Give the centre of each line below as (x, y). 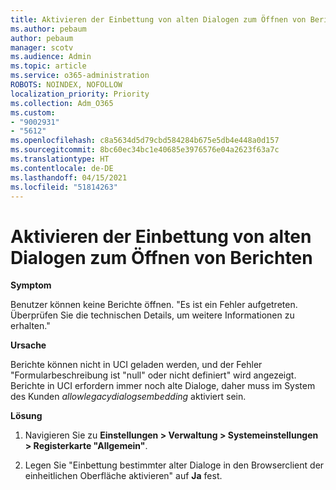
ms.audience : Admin (51, 57)
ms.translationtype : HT (60, 159)
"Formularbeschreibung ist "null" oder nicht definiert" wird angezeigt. (153, 375)
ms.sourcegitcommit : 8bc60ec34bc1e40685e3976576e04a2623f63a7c (145, 150)
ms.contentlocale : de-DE (62, 168)
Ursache (28, 345)
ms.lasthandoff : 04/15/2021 (69, 177)
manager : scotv (42, 47)
